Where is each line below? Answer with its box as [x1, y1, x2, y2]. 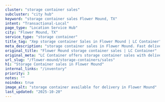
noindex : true [5, 80, 34, 85]
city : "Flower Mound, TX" [5, 30, 58, 35]
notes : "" [5, 76, 26, 80]
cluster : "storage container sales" [5, 7, 80, 12]
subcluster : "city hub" [5, 12, 54, 17]
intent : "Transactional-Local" [5, 21, 69, 26]
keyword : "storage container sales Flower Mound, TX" [5, 16, 118, 21]
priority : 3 [5, 71, 29, 76]
